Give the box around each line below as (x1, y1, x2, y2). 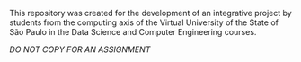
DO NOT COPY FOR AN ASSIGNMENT (9, 44, 151, 55)
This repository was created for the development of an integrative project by (9, 8, 292, 18)
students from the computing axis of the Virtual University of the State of (9, 17, 279, 28)
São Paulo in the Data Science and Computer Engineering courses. (9, 27, 257, 37)
